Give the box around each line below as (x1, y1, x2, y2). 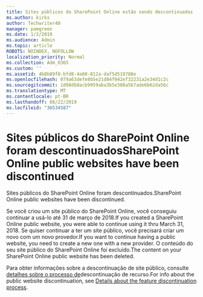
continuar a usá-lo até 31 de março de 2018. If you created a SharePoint (6, 214, 183, 221)
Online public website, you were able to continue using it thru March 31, (6, 221, 184, 228)
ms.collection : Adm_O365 (6, 59, 69, 65)
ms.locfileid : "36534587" (6, 104, 71, 111)
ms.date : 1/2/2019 (6, 32, 53, 38)
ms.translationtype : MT (6, 88, 66, 94)
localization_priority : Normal (6, 54, 85, 60)
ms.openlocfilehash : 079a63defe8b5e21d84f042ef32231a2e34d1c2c (6, 76, 169, 82)
